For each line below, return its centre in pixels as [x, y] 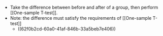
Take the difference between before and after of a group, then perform [84, 7]
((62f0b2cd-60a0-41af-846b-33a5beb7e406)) [67, 29]
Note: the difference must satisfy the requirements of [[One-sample [81, 18]
